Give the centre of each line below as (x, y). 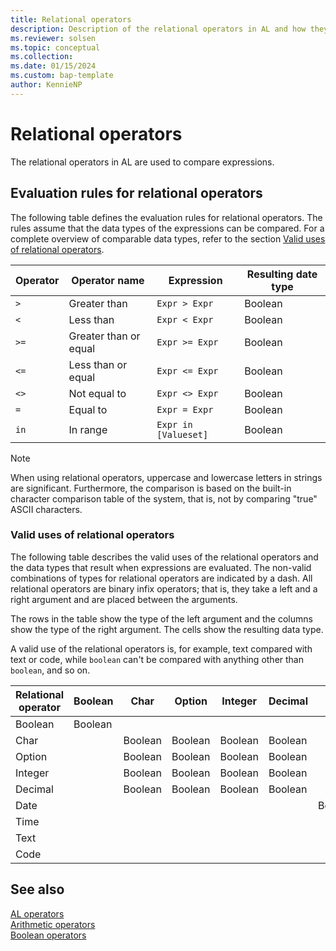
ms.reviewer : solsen (53, 38)
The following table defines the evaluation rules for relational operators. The (166, 217)
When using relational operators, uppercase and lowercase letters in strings (166, 477)
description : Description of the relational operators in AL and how (158, 29)
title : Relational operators (71, 19)
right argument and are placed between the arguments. (124, 599)
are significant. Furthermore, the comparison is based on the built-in (151, 488)
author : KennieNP (46, 85)
